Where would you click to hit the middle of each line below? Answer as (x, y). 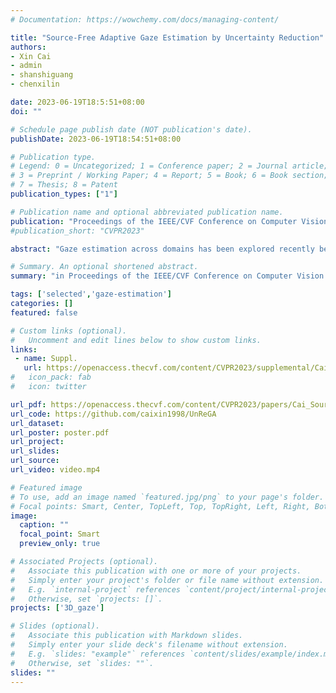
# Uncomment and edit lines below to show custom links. (136, 340)
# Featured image (46, 487)
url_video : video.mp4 (55, 470)
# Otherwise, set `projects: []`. (86, 599)
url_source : (35, 461)
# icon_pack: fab (51, 377)
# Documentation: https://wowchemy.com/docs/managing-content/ (145, 19)
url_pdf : (28, 404)
